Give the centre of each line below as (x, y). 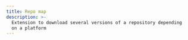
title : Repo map (26, 11)
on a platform (29, 28)
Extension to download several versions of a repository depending (97, 22)
